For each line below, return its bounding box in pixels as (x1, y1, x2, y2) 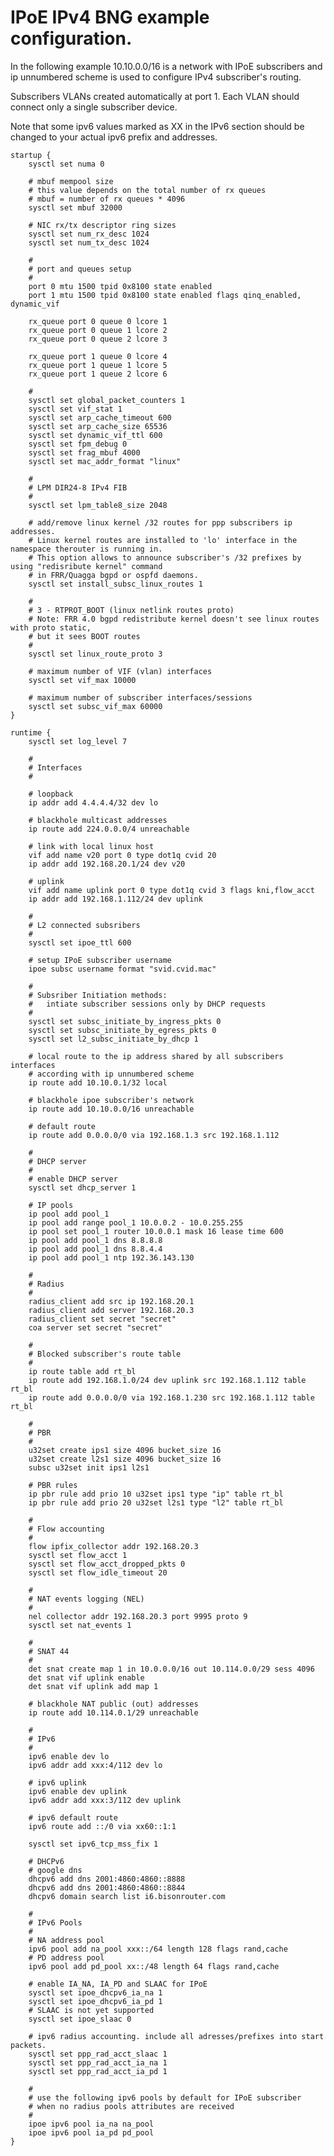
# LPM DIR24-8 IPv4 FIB (28, 482, 128, 493)
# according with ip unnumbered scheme (28, 1069, 195, 1079)
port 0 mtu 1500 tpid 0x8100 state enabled (28, 281, 213, 291)
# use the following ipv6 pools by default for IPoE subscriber (28, 2092, 302, 2103)
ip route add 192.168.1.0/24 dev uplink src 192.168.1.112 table (28, 1375, 307, 1385)
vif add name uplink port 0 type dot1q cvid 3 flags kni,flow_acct (28, 885, 315, 895)
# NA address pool (28, 1935, 105, 1945)
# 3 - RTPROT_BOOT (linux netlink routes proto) (28, 605, 235, 615)
